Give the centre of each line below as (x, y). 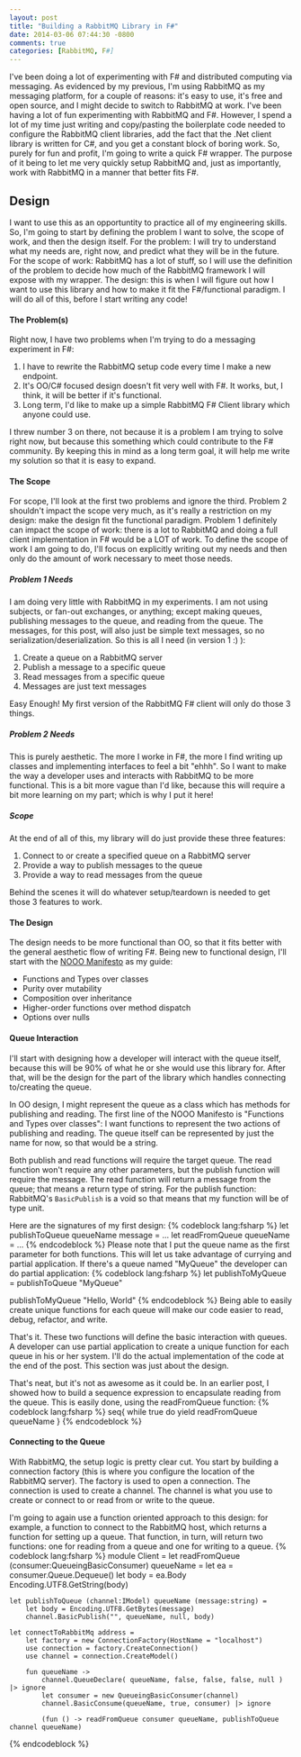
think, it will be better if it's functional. (92, 395)
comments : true (38, 43)
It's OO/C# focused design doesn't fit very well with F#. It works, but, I (152, 386)
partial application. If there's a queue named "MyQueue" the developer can (148, 1263)
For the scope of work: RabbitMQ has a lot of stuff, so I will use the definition (151, 260)
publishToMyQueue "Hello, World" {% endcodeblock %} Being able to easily (150, 1300)
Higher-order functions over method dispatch (106, 1008)
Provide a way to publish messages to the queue (112, 865)
